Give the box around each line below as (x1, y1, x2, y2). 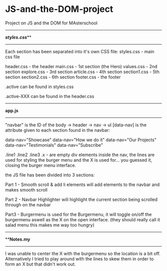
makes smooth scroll (5, 186, 48, 192)
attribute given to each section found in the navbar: (5, 127, 110, 133)
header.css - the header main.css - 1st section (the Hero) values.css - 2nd (5, 63, 158, 69)
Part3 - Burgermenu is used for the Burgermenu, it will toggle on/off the (5, 211, 152, 217)
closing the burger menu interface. (5, 162, 76, 168)
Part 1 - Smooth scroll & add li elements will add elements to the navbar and (5, 181, 160, 187)
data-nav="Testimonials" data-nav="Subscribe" (5, 142, 103, 148)
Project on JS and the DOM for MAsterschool (5, 20, 98, 26)
